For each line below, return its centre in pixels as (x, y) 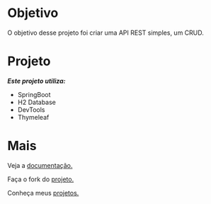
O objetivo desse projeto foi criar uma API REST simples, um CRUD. (105, 33)
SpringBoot (34, 94)
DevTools (31, 109)
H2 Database (37, 102)
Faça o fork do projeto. (41, 179)
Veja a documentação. (40, 165)
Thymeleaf (33, 117)
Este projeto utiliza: (36, 81)
